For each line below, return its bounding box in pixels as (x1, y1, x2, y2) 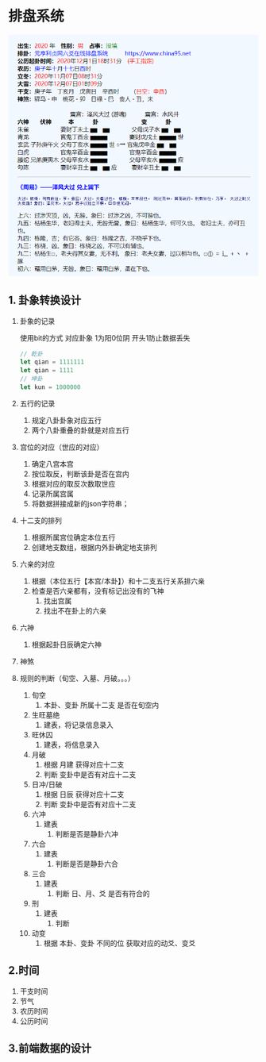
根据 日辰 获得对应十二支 (43, 789, 125, 798)
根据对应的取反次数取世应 (31, 479, 116, 488)
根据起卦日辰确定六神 (31, 640, 102, 649)
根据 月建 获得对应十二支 (43, 760, 125, 769)
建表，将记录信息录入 (43, 720, 114, 729)
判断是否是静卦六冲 (55, 829, 119, 838)
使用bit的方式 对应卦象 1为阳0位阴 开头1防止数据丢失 (19, 333, 191, 342)
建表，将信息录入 (43, 740, 100, 749)
